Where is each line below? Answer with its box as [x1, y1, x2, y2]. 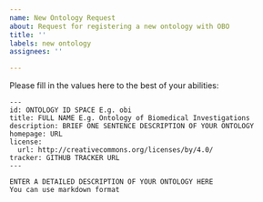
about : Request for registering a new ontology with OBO [9, 22, 230, 31]
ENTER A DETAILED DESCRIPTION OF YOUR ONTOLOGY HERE [9, 177, 214, 187]
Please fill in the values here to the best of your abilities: [9, 80, 219, 91]
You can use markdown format [9, 186, 120, 195]
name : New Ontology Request [9, 13, 116, 23]
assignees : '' [9, 47, 64, 56]
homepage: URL [9, 129, 64, 139]
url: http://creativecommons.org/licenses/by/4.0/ [17, 146, 214, 155]
